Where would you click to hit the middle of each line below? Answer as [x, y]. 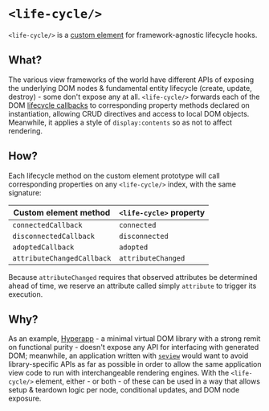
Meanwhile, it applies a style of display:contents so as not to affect [120, 122]
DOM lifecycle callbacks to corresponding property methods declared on [129, 105]
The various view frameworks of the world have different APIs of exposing [131, 80]
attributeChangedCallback [62, 258]
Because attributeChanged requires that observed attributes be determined [133, 277]
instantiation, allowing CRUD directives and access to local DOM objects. [129, 113]
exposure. [25, 399]
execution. [26, 294]
